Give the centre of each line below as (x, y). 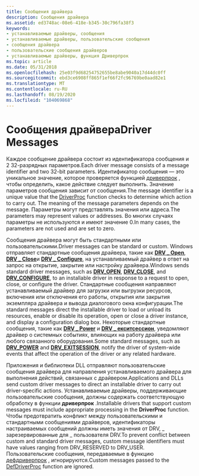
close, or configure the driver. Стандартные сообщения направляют (91, 284)
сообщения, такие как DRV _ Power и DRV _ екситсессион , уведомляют (97, 328)
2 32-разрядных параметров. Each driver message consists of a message (98, 165)
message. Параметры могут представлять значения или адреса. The (93, 209)
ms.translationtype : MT (36, 84)
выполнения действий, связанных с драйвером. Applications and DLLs (95, 378)
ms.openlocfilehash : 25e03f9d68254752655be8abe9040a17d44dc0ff (86, 73)
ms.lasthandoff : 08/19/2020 (41, 95)
